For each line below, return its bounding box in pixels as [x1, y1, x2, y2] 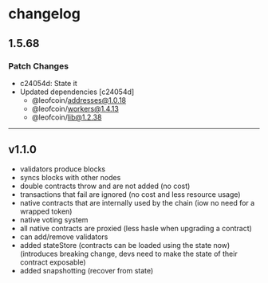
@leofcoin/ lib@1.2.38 [31, 112, 102, 122]
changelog [8, 5, 81, 23]
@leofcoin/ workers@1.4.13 [31, 104, 120, 113]
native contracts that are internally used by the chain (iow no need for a [19, 198, 255, 207]
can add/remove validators [19, 232, 108, 242]
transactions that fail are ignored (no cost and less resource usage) [19, 189, 241, 199]
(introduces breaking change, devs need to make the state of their [19, 249, 238, 258]
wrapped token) [19, 206, 73, 216]
